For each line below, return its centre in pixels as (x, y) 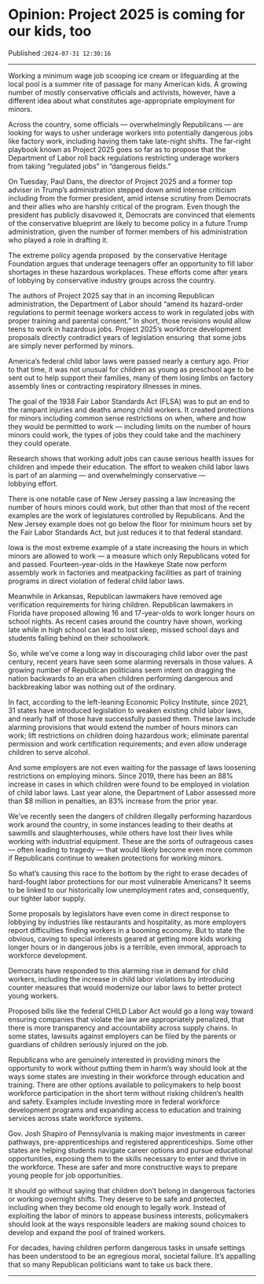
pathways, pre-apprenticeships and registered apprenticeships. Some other (131, 1142)
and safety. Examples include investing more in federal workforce (114, 1101)
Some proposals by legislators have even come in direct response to (119, 913)
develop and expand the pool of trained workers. (87, 1232)
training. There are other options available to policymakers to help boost (125, 1085)
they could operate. (40, 443)
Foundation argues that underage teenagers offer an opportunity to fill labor (131, 263)
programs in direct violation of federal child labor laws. (96, 581)
